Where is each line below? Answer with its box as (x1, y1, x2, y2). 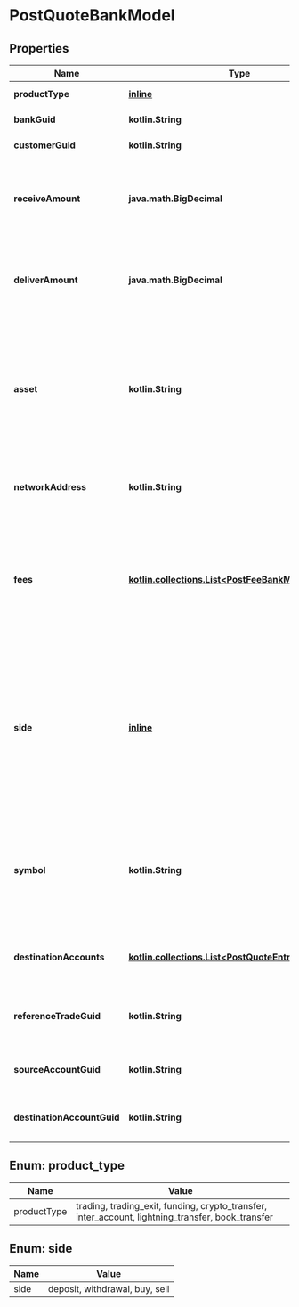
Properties (9, 41, 69, 56)
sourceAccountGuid (13, 1064, 101, 1075)
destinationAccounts (13, 951, 105, 963)
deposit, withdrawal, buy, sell (47, 1282, 170, 1295)
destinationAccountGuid (13, 1111, 120, 1123)
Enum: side (9, 1241, 73, 1256)
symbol (13, 864, 46, 876)
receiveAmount (13, 192, 81, 205)
